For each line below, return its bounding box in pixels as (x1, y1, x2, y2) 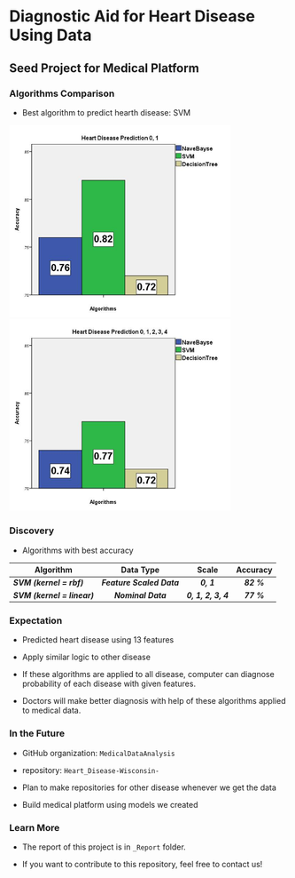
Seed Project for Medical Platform (9, 60, 199, 76)
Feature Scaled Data (101, 578, 180, 588)
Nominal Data (113, 589, 167, 601)
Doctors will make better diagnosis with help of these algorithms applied (21, 696, 286, 706)
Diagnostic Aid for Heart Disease (9, 6, 255, 27)
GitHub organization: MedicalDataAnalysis (21, 747, 175, 758)
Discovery (9, 524, 55, 537)
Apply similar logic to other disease (21, 651, 151, 663)
